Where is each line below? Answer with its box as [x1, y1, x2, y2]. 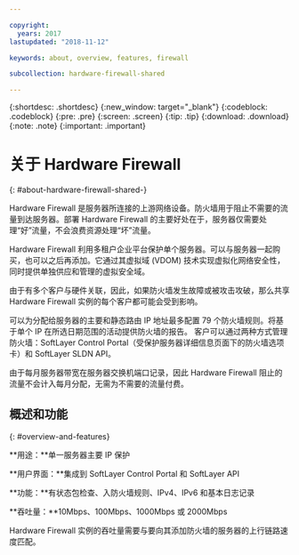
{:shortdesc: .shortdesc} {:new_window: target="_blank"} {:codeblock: [9, 101, 269, 112]
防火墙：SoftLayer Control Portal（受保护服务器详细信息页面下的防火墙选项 [9, 337, 285, 348]
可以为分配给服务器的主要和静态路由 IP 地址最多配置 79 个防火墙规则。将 [9, 315, 276, 326]
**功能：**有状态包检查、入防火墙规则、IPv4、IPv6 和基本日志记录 [9, 487, 255, 498]
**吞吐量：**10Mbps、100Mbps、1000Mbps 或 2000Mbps [9, 506, 228, 517]
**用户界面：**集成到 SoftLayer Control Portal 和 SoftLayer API [9, 468, 240, 479]
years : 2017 [17, 28, 62, 38]
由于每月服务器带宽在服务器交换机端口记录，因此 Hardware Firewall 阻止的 [9, 367, 283, 378]
